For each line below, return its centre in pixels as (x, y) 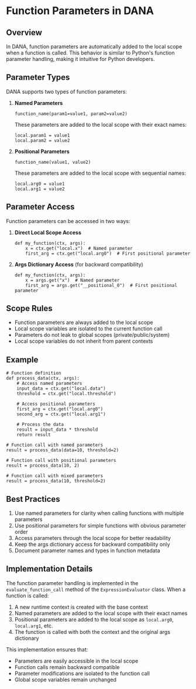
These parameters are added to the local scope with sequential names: (100, 173)
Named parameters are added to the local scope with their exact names (101, 613)
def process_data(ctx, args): (43, 379)
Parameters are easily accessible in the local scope (76, 661)
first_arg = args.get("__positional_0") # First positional (101, 285)
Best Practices (33, 499)
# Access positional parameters (56, 404)
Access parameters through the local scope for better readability (93, 538)
